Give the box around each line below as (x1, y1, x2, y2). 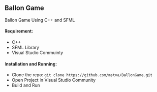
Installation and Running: (4, 61, 57, 67)
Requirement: (4, 28, 33, 34)
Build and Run (11, 82, 40, 88)
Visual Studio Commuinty (11, 50, 63, 56)
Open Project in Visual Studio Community (11, 77, 96, 83)
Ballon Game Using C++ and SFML (4, 17, 75, 23)
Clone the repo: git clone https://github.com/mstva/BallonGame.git (11, 72, 153, 78)
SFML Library (11, 44, 39, 51)
